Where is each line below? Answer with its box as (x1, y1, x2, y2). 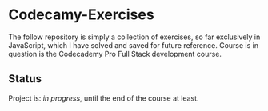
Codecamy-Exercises (8, 6, 154, 24)
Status (8, 72, 42, 85)
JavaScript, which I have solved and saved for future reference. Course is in (8, 40, 258, 50)
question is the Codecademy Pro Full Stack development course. (8, 49, 222, 58)
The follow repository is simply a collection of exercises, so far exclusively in (8, 32, 261, 42)
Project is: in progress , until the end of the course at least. (8, 93, 199, 103)
